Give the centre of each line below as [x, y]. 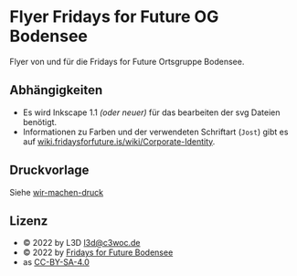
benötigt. [40, 122]
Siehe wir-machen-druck [57, 192]
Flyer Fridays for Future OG [114, 17]
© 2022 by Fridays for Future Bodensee [98, 252]
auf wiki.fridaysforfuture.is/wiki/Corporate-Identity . [119, 141]
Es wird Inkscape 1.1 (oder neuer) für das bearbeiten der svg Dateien [151, 112]
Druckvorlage [49, 170]
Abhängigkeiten [56, 90]
